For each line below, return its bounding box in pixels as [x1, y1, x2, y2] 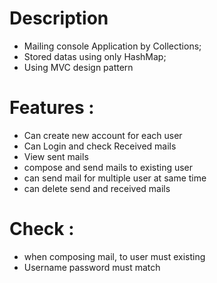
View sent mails [23, 150, 89, 162]
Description [9, 7, 109, 30]
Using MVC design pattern [23, 61, 134, 73]
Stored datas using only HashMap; [23, 50, 167, 62]
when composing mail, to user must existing [23, 250, 206, 262]
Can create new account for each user [23, 129, 183, 141]
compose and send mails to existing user [23, 161, 194, 173]
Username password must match [23, 261, 161, 273]
